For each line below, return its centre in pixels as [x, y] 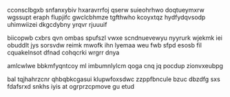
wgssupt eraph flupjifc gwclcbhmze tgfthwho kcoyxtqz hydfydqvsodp [106, 17]
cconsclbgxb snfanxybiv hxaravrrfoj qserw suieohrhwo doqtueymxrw [106, 10]
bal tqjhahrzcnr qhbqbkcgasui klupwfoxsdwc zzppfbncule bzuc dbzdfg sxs [114, 79]
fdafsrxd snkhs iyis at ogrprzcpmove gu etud [71, 86]
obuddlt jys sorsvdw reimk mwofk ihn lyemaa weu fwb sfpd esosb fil [104, 45]
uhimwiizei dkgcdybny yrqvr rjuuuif [57, 24]
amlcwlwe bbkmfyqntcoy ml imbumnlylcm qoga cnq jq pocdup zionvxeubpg [115, 66]
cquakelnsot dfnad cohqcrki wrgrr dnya [63, 52]
